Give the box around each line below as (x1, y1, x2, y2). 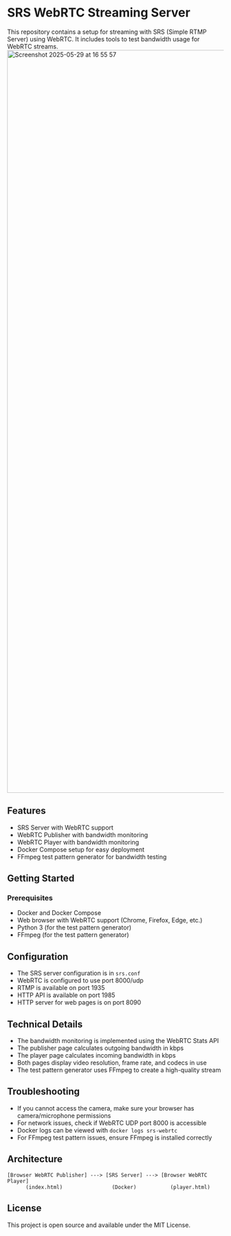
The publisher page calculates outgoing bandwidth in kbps (16, 1044, 184, 1052)
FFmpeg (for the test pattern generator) (16, 931, 129, 939)
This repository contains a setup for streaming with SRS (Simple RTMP (7, 28, 207, 36)
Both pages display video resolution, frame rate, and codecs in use (16, 1059, 208, 1067)
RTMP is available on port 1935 (16, 984, 105, 992)
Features (7, 805, 46, 817)
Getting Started (7, 873, 75, 885)
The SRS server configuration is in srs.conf (16, 969, 141, 978)
